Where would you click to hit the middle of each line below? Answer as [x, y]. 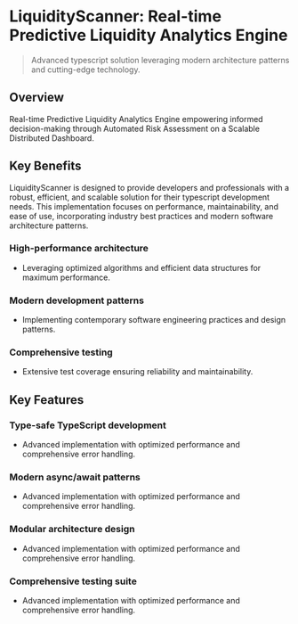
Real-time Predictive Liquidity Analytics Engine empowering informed [137, 119]
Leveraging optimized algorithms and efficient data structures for [141, 267]
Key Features [47, 400]
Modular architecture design [72, 530]
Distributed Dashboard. [52, 138]
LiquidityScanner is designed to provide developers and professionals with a [149, 187]
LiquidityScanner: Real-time [116, 16]
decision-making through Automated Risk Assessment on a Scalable [135, 128]
